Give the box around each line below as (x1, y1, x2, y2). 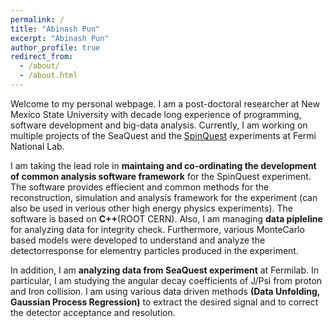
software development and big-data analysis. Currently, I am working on (10, 119, 308, 131)
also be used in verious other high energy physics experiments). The (10, 202, 293, 214)
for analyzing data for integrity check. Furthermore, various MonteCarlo (10, 223, 305, 235)
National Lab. (10, 140, 65, 152)
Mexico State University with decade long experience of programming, (10, 108, 302, 120)
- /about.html (19, 71, 78, 81)
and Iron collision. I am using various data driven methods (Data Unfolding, (10, 285, 321, 297)
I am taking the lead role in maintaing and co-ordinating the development (10, 159, 317, 171)
